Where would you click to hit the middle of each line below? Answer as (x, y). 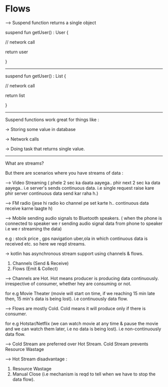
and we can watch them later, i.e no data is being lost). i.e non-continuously (83, 329)
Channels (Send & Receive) (40, 263)
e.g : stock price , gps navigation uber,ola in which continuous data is (76, 238)
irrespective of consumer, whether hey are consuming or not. (68, 284)
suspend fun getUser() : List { (36, 76)
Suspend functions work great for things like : (52, 119)
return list (15, 95)
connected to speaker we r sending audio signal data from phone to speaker (84, 223)
